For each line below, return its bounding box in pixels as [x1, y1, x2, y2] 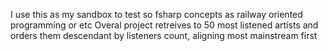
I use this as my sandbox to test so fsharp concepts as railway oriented [10, 9, 303, 20]
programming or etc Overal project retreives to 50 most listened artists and [10, 19, 319, 31]
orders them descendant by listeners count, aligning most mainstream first [10, 30, 318, 41]
